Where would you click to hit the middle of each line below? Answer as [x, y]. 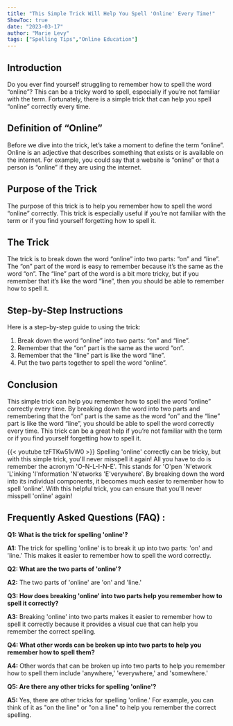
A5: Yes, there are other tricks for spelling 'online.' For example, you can [110, 700]
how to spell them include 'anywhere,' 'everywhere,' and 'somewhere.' [107, 673]
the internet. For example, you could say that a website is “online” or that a [113, 160]
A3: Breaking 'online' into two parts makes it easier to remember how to [110, 616]
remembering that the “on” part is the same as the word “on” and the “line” [114, 416]
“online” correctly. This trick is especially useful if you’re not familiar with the [116, 213]
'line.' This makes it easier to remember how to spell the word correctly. [109, 555]
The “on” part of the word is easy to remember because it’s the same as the [115, 266]
